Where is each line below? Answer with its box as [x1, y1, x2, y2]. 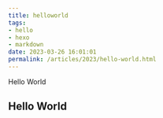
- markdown [8, 41, 44, 49]
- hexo [8, 33, 30, 42]
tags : [8, 19, 26, 27]
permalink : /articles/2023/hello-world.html [8, 56, 157, 64]
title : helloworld [8, 11, 69, 20]
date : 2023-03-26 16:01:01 [8, 48, 97, 56]
